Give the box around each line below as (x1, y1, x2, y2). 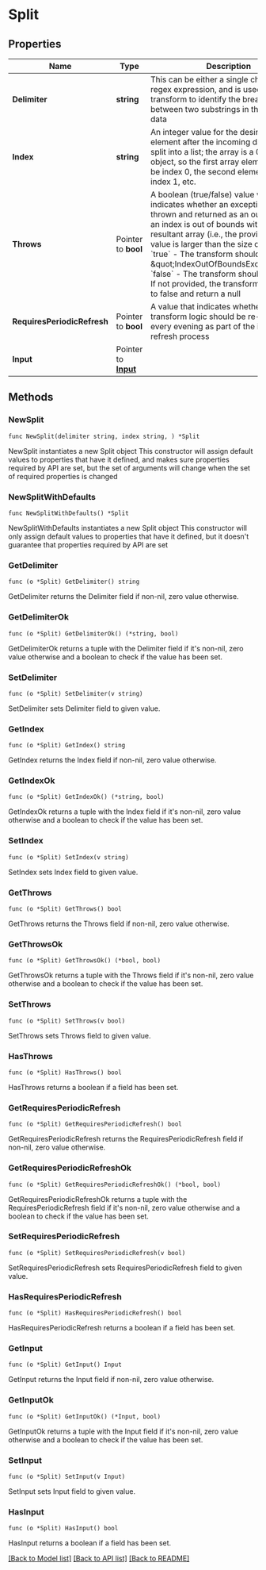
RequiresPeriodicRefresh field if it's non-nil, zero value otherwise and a (8, 1203, 241, 1212)
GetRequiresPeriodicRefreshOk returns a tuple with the (8, 1194, 188, 1203)
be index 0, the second (150, 167, 236, 177)
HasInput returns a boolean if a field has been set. (8, 1538, 172, 1548)
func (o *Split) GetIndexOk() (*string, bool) (8, 793, 165, 801)
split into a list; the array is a (150, 147, 254, 157)
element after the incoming (150, 136, 251, 148)
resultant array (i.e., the (150, 228, 237, 240)
